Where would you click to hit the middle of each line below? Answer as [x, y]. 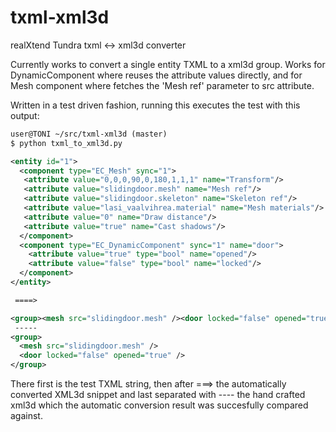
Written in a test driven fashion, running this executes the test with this [155, 105]
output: [25, 115]
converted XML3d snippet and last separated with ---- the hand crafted [158, 395]
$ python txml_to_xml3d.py [66, 143]
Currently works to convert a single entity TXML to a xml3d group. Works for [168, 64]
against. [26, 416]
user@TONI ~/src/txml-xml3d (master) [89, 134]
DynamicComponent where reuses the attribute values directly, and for [156, 75]
